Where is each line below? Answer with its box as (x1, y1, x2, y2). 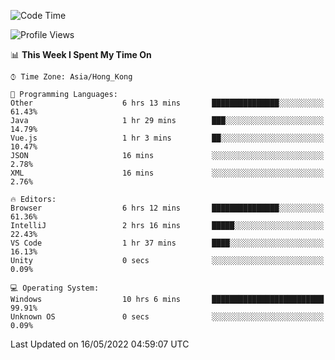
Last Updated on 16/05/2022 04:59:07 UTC (10, 338, 190, 350)
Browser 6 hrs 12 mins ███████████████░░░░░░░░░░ (10, 203, 325, 213)
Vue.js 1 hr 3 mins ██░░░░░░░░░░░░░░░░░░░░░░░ (10, 133, 325, 143)
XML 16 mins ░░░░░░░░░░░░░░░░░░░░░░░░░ (10, 168, 325, 178)
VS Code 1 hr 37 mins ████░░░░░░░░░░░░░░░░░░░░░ (10, 238, 325, 248)
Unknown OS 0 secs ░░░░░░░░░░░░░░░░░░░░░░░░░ (10, 312, 325, 322)
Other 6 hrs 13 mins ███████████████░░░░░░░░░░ (10, 98, 325, 108)
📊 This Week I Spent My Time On (10, 49, 152, 60)
